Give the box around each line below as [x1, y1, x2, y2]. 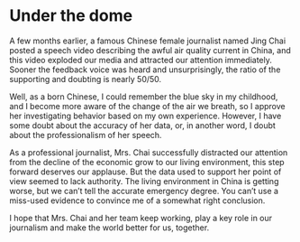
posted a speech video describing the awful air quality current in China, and [9, 44, 291, 55]
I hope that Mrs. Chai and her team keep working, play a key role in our [9, 212, 273, 223]
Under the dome [9, 5, 133, 26]
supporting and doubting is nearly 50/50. [9, 73, 162, 84]
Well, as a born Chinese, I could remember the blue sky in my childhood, [9, 91, 278, 102]
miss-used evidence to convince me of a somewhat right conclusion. [9, 195, 266, 206]
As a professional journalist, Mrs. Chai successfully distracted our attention [9, 146, 288, 158]
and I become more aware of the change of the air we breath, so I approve [9, 100, 286, 111]
